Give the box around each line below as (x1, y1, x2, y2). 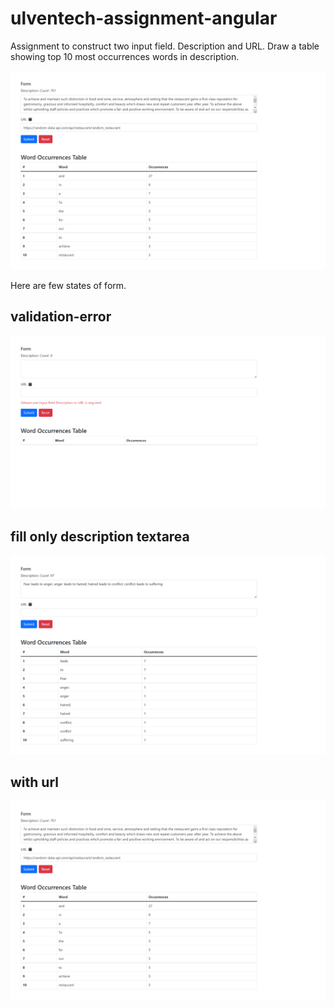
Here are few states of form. (10, 279, 127, 291)
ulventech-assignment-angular (10, 7, 278, 30)
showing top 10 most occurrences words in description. (10, 50, 240, 62)
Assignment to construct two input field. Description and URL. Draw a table (10, 40, 320, 52)
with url (10, 773, 59, 791)
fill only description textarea (10, 528, 190, 546)
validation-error (10, 308, 112, 326)
